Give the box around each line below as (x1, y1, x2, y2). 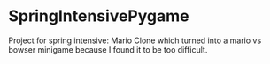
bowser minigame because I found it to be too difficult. (8, 44, 208, 54)
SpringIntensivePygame (8, 6, 189, 26)
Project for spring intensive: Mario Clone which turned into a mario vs (8, 35, 262, 46)
